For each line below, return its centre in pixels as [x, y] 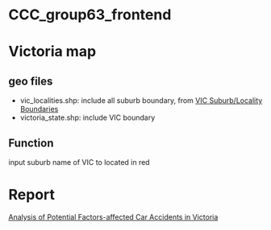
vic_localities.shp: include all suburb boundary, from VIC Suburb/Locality [141, 101]
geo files [31, 81]
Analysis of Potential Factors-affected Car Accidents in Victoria [113, 217]
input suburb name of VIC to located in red [79, 162]
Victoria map [52, 52]
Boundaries [39, 109]
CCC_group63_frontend [90, 15]
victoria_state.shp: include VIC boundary [88, 117]
